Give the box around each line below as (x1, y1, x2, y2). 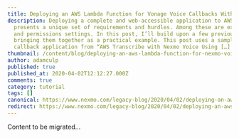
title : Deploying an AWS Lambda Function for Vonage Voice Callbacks (7, 10, 218, 18)
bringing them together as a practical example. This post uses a (14, 37, 215, 44)
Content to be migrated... (7, 122, 81, 131)
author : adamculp (7, 57, 59, 64)
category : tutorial (7, 83, 65, 90)
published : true (7, 63, 55, 70)
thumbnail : (7, 51, 40, 58)
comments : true (7, 76, 53, 84)
